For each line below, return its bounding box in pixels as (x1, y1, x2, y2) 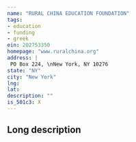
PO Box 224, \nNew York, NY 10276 (10, 61, 109, 68)
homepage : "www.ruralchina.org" (7, 48, 99, 55)
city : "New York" (7, 73, 57, 81)
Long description (7, 124, 81, 136)
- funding (7, 29, 36, 36)
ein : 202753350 (7, 42, 51, 48)
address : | (7, 55, 38, 61)
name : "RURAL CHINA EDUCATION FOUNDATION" (7, 10, 130, 17)
